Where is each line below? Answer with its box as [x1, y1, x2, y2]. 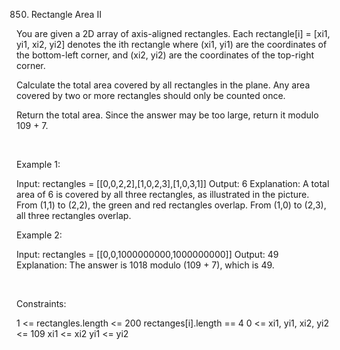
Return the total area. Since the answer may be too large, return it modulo [16, 109, 319, 121]
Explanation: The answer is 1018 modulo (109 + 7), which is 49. [16, 259, 275, 271]
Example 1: [16, 159, 61, 170]
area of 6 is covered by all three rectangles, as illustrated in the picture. [16, 189, 310, 200]
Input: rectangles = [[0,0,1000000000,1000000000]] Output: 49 [16, 249, 279, 260]
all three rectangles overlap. [16, 210, 132, 221]
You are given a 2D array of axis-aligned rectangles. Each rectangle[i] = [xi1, [16, 28, 331, 39]
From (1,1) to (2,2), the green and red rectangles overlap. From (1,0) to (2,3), [16, 199, 327, 211]
